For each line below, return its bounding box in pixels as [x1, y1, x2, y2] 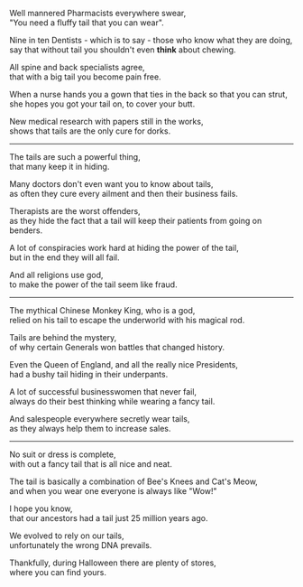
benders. [9, 225, 43, 236]
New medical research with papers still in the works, [9, 116, 204, 126]
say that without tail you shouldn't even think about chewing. [9, 44, 236, 55]
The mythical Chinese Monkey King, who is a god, [9, 305, 196, 315]
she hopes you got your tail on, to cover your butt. [9, 98, 196, 109]
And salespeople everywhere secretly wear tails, [9, 414, 190, 424]
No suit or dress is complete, [9, 449, 116, 460]
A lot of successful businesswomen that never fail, [9, 387, 197, 396]
